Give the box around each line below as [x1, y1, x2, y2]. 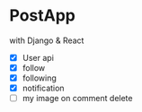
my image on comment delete [22, 93, 133, 104]
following [22, 73, 57, 83]
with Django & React [9, 35, 84, 46]
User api [22, 52, 54, 63]
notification [22, 82, 65, 94]
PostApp [9, 5, 76, 26]
